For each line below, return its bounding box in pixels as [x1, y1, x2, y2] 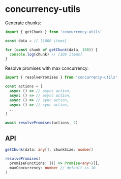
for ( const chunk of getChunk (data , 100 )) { [5, 47, 98, 52]
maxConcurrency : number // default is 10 [9, 165, 96, 170]
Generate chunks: [5, 20, 41, 26]
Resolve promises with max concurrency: [5, 65, 89, 71]
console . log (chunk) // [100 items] [9, 52, 83, 57]
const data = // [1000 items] [5, 38, 67, 43]
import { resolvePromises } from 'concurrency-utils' [5, 75, 118, 80]
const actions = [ [5, 84, 43, 89]
